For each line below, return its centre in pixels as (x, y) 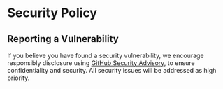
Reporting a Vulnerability (63, 39)
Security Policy (52, 13)
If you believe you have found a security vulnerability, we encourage (106, 55)
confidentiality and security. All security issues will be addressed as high (112, 70)
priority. (19, 78)
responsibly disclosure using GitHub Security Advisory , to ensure (101, 63)
